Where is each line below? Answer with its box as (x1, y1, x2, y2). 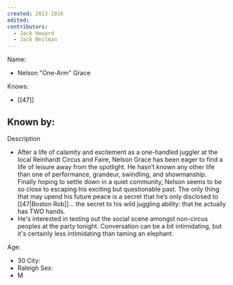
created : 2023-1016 (7, 10, 64, 17)
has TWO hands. (17, 207, 66, 215)
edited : (7, 17, 30, 24)
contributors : (7, 23, 49, 30)
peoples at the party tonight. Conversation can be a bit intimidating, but (17, 222, 222, 230)
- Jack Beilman (13, 36, 58, 43)
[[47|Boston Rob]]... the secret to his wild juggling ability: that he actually (17, 199, 226, 208)
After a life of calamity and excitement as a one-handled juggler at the (17, 148, 218, 156)
